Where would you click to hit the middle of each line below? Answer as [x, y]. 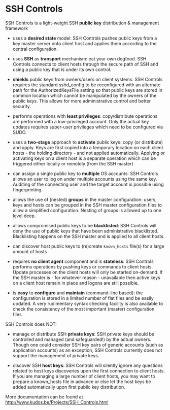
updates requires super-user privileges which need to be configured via [88, 127]
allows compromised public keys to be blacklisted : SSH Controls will [84, 225]
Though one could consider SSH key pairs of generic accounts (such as [88, 345]
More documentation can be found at [44, 397]
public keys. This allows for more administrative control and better [82, 101]
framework [17, 28]
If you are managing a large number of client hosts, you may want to [84, 376]
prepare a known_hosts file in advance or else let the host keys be [82, 382]
